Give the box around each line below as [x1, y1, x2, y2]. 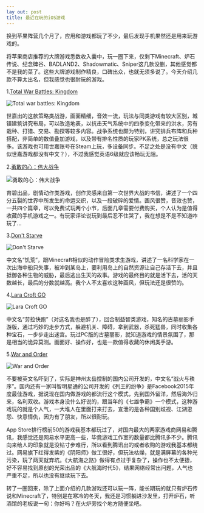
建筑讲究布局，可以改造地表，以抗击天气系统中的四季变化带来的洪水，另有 [11, 119, 198, 127]
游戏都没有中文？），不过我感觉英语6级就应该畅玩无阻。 [22, 150, 161, 157]
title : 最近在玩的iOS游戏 [6, 15, 66, 21]
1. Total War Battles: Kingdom [6, 88, 78, 95]
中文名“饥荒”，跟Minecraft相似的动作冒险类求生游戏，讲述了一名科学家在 [6, 256, 189, 263]
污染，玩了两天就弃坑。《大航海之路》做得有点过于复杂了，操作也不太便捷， [6, 456, 195, 464]
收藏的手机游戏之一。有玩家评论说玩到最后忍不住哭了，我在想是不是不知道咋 [6, 211, 198, 219]
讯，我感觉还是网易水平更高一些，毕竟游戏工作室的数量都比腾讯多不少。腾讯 [6, 433, 198, 440]
